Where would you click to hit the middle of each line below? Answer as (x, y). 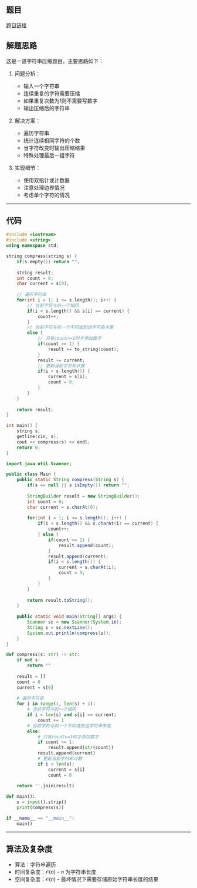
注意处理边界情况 (44, 187)
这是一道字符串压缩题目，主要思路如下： (55, 61)
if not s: (29, 660)
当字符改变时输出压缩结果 (54, 148)
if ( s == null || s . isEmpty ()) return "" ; (79, 485)
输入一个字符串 (41, 86)
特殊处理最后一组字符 (49, 155)
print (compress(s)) (40, 808)
